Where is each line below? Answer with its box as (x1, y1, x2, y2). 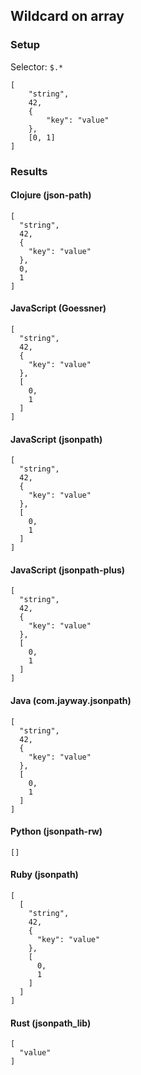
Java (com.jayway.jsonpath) (10, 695, 132, 707)
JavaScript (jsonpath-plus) (10, 564, 126, 576)
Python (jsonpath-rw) (10, 825, 103, 838)
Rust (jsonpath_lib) (10, 1017, 92, 1029)
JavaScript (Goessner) (10, 302, 107, 314)
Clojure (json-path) (10, 189, 92, 201)
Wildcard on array (10, 8, 125, 25)
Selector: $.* (10, 60, 64, 73)
